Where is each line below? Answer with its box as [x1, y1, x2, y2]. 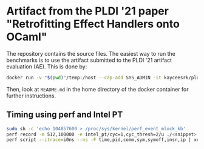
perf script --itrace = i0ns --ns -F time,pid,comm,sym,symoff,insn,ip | [6, 137, 191, 143]
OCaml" [6, 30, 47, 44]
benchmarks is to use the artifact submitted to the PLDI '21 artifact [6, 56, 172, 64]
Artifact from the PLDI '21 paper [6, 4, 169, 18]
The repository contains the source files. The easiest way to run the [6, 50, 176, 57]
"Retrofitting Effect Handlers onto [6, 17, 180, 31]
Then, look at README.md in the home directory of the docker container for [6, 85, 189, 93]
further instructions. [6, 92, 56, 99]
